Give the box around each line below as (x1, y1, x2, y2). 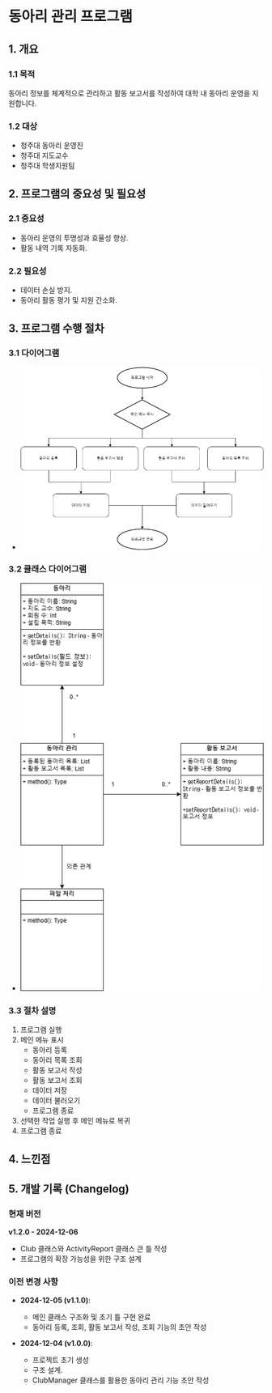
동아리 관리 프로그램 (8, 7, 134, 26)
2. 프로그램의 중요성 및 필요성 (8, 187, 147, 201)
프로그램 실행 (19, 1025, 62, 1034)
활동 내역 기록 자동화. (19, 243, 87, 253)
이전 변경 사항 (8, 1276, 59, 1288)
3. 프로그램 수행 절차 (8, 321, 104, 335)
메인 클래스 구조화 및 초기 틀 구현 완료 (32, 1312, 151, 1322)
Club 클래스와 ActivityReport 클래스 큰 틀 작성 (19, 1244, 168, 1254)
